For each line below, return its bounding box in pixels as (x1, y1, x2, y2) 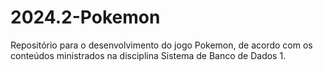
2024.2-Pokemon (10, 6, 161, 29)
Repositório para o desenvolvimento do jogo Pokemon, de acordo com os (10, 39, 313, 51)
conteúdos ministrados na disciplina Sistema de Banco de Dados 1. (10, 49, 287, 61)
